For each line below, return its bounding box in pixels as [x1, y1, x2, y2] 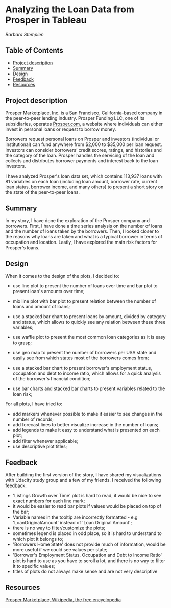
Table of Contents [5, 46, 64, 55]
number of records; [12, 416, 54, 422]
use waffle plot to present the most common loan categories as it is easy [12, 334, 166, 341]
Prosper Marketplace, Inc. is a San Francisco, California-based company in [5, 110, 163, 116]
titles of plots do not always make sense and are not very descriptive [12, 568, 158, 574]
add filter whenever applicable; [12, 438, 78, 444]
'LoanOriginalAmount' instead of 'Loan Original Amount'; [12, 520, 132, 525]
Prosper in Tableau [5, 14, 87, 26]
